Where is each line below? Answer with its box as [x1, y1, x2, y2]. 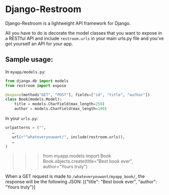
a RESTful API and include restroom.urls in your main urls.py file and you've [5, 35, 164, 41]
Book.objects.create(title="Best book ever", [42, 158, 133, 164]
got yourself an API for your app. [5, 40, 73, 46]
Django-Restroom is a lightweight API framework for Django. [5, 20, 131, 26]
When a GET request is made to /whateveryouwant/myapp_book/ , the [5, 173, 145, 179]
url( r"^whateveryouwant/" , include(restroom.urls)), [12, 135, 125, 140]
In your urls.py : [5, 115, 38, 121]
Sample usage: [5, 55, 53, 64]
